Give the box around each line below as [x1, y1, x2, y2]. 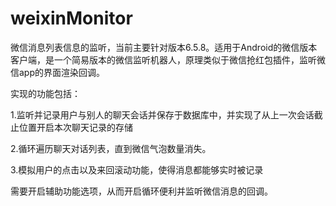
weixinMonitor [10, 7, 133, 30]
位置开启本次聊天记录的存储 [18, 121, 133, 133]
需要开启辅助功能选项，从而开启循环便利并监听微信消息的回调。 [10, 185, 273, 197]
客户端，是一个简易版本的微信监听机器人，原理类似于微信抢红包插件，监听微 [10, 53, 326, 66]
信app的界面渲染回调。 [10, 66, 106, 78]
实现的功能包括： [10, 87, 81, 99]
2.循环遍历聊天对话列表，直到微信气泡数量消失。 [10, 142, 212, 154]
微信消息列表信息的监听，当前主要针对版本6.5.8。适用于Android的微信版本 [10, 41, 318, 53]
